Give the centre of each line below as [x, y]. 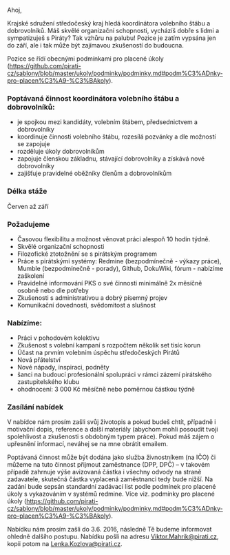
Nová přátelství [39, 360]
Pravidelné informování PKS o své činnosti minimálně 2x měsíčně [109, 283]
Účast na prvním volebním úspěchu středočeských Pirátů [98, 353]
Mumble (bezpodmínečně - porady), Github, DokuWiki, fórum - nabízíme [120, 268]
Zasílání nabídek [35, 407]
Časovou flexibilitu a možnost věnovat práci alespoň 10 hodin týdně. [114, 239]
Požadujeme [29, 224]
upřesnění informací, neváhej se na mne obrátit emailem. [88, 444]
